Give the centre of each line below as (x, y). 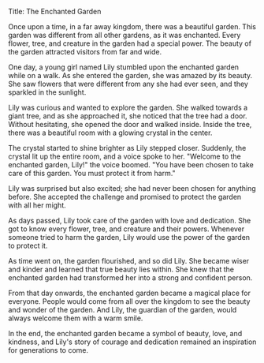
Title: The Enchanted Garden (55, 11)
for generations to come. (48, 350)
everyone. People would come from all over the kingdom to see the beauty (129, 301)
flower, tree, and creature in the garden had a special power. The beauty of (130, 43)
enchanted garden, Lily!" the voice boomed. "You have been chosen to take (131, 165)
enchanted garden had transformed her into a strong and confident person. (130, 278)
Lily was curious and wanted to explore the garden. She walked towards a (128, 107)
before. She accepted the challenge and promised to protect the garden (125, 197)
